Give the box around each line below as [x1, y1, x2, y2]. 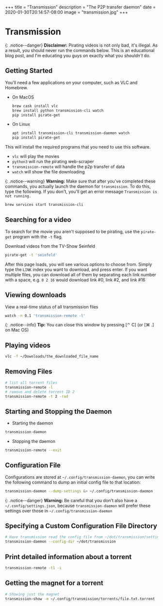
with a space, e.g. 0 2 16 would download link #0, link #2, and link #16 [5, 277, 146, 283]
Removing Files [5, 368, 52, 376]
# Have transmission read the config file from [5, 535, 103, 539]
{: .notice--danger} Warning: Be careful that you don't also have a [5, 497, 137, 503]
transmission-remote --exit [5, 448, 62, 453]
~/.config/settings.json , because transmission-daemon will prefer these [5, 503, 151, 508]
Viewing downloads [5, 291, 66, 299]
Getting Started [5, 67, 53, 75]
